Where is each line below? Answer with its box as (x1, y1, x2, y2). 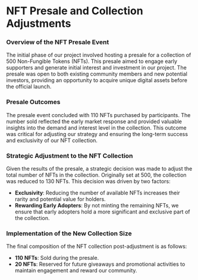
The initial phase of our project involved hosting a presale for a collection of (6, 52, 191, 59)
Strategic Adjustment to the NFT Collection (6, 152, 133, 160)
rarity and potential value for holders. (14, 196, 106, 203)
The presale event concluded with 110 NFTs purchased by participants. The (6, 111, 191, 118)
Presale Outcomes (6, 98, 61, 106)
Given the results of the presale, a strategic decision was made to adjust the (6, 165, 193, 172)
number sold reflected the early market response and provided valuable (6, 118, 183, 125)
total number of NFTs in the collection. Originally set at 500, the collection (6, 171, 187, 179)
